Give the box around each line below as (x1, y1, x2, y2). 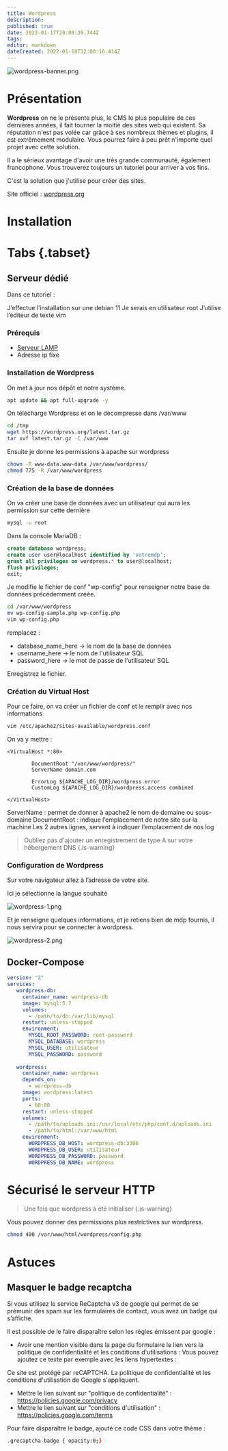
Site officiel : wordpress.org (7, 190, 85, 198)
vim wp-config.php (7, 616, 59, 623)
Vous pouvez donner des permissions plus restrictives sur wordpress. (7, 1218, 203, 1226)
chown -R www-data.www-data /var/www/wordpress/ (7, 461, 148, 468)
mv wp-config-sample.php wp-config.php (7, 610, 121, 617)
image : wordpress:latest (22, 1089, 94, 1096)
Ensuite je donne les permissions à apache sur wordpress (7, 448, 169, 456)
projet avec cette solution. (7, 142, 81, 151)
